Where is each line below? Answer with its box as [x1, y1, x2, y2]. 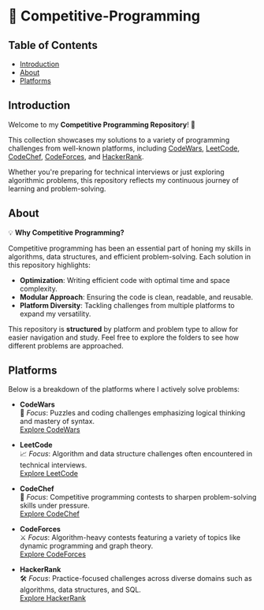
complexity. [19, 284, 58, 293]
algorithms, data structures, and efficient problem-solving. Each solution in [8, 251, 251, 261]
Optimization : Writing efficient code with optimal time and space [19, 275, 231, 285]
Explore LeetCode [19, 469, 79, 478]
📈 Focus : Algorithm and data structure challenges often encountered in [19, 449, 253, 459]
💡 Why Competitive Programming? [8, 228, 125, 237]
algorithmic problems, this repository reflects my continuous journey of [8, 175, 239, 184]
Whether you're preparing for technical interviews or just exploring [8, 167, 225, 177]
